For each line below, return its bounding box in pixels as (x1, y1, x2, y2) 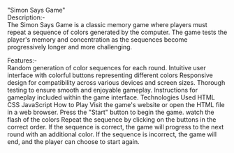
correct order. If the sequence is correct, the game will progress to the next (7, 123, 224, 131)
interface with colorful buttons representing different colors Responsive (7, 71, 213, 79)
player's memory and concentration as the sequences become (7, 35, 188, 44)
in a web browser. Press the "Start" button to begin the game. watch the (7, 108, 214, 116)
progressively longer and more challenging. (7, 43, 133, 51)
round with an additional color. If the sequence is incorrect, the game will (7, 130, 217, 138)
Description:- (7, 13, 45, 22)
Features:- (7, 56, 37, 65)
